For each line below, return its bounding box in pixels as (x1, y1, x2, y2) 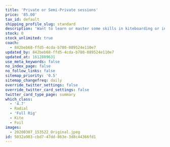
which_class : (5, 96, 33, 102)
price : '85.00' (5, 12, 37, 17)
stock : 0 (5, 31, 24, 36)
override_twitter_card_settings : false (5, 87, 90, 92)
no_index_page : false (5, 64, 51, 69)
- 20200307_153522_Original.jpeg (10, 129, 80, 134)
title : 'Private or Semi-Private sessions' (5, 7, 99, 13)
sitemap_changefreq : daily (5, 78, 62, 83)
